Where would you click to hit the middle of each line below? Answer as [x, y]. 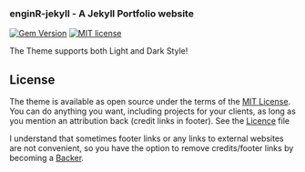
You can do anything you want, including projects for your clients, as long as [152, 111]
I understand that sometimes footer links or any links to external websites [147, 138]
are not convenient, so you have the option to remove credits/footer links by [152, 148]
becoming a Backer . [47, 158]
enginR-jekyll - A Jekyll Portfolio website [102, 14]
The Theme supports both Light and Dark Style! [99, 51]
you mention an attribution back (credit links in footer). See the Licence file [149, 121]
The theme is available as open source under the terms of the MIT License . [150, 102]
